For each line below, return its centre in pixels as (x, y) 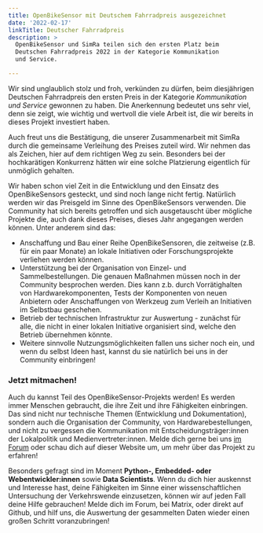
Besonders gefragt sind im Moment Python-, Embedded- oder (110, 471)
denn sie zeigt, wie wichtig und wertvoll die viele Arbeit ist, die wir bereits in (131, 113)
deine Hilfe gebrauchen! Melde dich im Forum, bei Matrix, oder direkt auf (126, 505)
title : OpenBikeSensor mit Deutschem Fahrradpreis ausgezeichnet (117, 15)
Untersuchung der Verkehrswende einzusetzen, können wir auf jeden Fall (127, 496)
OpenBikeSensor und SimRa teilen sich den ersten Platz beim (117, 45)
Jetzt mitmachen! (42, 380)
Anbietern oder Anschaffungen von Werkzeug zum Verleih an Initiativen (135, 301)
